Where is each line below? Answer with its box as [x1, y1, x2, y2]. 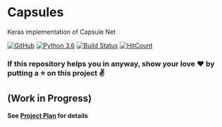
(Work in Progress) [7, 92, 92, 104]
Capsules [7, 4, 64, 20]
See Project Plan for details [7, 111, 88, 120]
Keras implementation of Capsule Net [7, 28, 116, 36]
